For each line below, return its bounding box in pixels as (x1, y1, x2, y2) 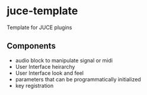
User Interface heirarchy (15, 63, 75, 70)
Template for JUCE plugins (7, 24, 72, 31)
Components (7, 41, 56, 51)
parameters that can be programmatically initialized (15, 75, 141, 83)
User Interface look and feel (15, 69, 84, 77)
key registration (15, 82, 54, 89)
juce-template (7, 4, 78, 18)
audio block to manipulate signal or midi (15, 56, 113, 64)
